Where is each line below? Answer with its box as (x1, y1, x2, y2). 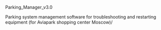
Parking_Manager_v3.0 (5, 4, 53, 10)
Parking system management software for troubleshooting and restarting (5, 14, 156, 19)
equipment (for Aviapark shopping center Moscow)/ (5, 19, 113, 25)
